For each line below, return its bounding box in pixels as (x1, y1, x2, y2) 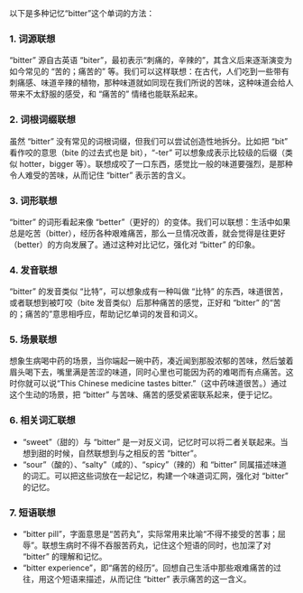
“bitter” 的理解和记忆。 (22, 551, 107, 562)
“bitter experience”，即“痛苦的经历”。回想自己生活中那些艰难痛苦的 (22, 562, 274, 573)
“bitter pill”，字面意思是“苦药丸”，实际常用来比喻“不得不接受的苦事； (22, 529, 278, 540)
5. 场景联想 (9, 333, 58, 346)
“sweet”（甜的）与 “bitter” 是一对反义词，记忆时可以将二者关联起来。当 (22, 436, 289, 447)
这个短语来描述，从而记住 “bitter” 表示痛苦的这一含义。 (46, 574, 252, 585)
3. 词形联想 (9, 194, 58, 207)
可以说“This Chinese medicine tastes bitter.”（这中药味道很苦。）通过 (32, 378, 287, 389)
